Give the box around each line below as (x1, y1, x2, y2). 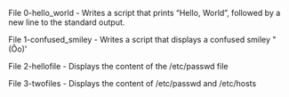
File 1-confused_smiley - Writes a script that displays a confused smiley (8, 35, 271, 44)
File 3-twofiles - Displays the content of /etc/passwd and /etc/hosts (8, 78, 257, 88)
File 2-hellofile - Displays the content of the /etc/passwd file (8, 61, 229, 71)
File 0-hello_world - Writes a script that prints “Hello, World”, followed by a (8, 8, 281, 18)
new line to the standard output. (8, 17, 125, 28)
